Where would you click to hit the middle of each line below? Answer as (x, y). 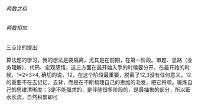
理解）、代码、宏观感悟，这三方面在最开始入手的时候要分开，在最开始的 (98, 67)
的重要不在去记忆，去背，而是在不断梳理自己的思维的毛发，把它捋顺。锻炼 (97, 82)
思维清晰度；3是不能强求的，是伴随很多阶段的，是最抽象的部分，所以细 (103, 89)
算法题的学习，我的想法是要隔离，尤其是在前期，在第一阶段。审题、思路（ (97, 60)
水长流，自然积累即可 (32, 97)
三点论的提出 (22, 47)
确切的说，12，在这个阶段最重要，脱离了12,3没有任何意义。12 (116, 75)
